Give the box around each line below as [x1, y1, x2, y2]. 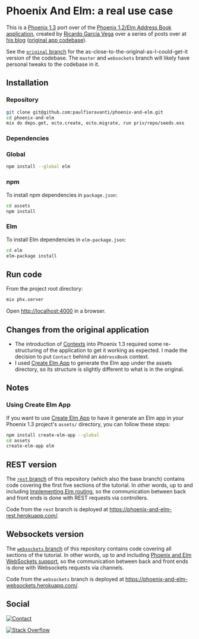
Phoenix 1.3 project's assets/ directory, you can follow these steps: [6, 420, 170, 427]
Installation [6, 78, 49, 88]
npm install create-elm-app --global [6, 432, 100, 438]
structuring [14, 347, 42, 354]
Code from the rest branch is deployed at [6, 506, 109, 513]
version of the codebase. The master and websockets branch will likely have [6, 54, 190, 61]
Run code [6, 269, 42, 279]
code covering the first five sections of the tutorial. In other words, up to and [6, 481, 193, 489]
